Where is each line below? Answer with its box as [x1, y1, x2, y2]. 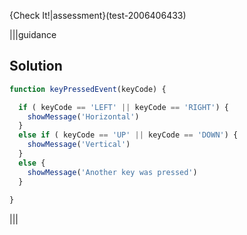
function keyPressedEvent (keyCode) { [9, 84, 167, 94]
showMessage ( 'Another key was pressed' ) [27, 167, 198, 177]
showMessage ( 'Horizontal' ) [27, 111, 140, 122]
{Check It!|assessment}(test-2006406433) [9, 10, 187, 21]
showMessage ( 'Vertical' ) [27, 140, 131, 150]
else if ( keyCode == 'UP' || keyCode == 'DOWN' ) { [18, 130, 239, 140]
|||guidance [9, 29, 57, 40]
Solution [9, 58, 63, 75]
